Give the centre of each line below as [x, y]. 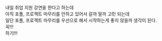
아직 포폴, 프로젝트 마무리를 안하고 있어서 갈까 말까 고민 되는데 [67, 14]
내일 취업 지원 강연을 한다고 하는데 [39, 7]
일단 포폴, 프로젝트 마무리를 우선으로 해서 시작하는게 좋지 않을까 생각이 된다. [81, 20]
